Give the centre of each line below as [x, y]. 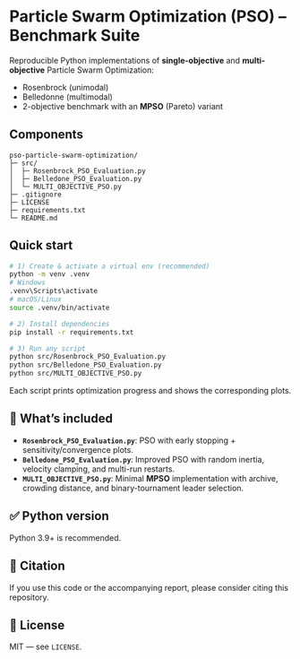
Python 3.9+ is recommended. [65, 538]
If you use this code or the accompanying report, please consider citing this [149, 587]
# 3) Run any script [48, 348]
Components [46, 135]
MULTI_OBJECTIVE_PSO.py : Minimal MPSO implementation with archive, [150, 478]
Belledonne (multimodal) [68, 97]
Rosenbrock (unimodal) [65, 87]
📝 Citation [37, 566]
